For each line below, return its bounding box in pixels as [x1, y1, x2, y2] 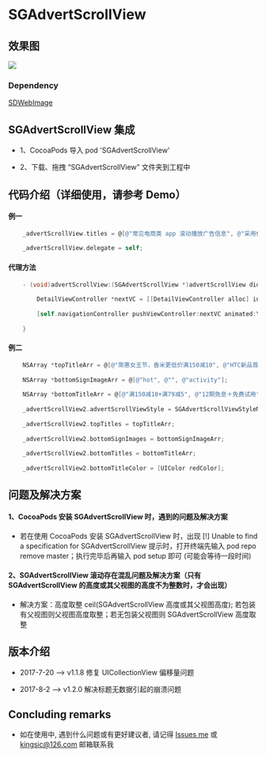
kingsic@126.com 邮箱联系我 [19, 740, 115, 749]
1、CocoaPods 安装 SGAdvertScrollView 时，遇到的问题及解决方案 [8, 512, 228, 521]
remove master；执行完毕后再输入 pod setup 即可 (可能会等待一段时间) [19, 551, 252, 560]
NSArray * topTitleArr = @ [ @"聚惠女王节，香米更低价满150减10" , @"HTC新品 [22, 361, 253, 369]
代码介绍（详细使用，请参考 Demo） [8, 188, 186, 202]
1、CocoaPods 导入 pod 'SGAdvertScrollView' [19, 145, 170, 156]
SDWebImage [8, 98, 53, 108]
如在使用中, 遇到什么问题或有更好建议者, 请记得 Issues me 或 [19, 730, 218, 740]
